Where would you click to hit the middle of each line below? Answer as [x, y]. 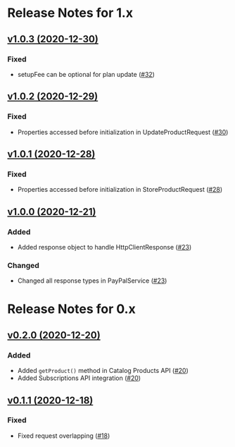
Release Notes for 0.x [71, 309]
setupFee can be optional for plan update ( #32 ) [86, 74]
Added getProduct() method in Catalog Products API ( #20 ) [103, 371]
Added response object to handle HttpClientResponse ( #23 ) [104, 247]
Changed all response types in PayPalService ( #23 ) [92, 281]
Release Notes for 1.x [70, 13]
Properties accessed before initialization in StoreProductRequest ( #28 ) [120, 190]
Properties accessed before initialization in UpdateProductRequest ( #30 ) [123, 132]
